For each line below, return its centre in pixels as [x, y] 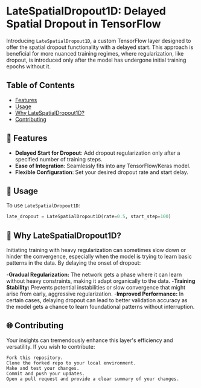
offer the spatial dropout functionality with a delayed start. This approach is [100, 47]
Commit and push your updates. [46, 373]
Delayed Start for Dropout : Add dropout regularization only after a [97, 153]
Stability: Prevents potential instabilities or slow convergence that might [96, 288]
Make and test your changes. [43, 368]
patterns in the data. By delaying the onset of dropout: [74, 263]
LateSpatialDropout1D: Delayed [86, 11]
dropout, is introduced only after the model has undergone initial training [96, 60]
